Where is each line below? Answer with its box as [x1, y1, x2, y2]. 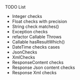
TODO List [5, 4, 26, 10]
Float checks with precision [12, 19, 67, 24]
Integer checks [12, 13, 42, 19]
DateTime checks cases [12, 44, 60, 50]
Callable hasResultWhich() [12, 39, 65, 45]
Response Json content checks [12, 65, 75, 70]
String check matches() [12, 24, 59, 29]
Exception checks [12, 29, 48, 34]
